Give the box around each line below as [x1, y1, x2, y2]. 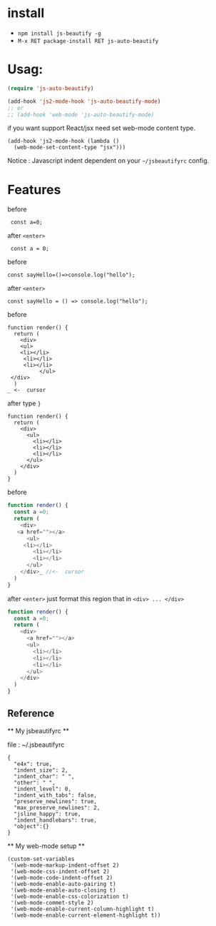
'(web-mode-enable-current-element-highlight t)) [10, 912, 161, 919]
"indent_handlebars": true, [14, 816, 98, 824]
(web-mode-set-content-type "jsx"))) [14, 144, 126, 151]
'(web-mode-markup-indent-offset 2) [10, 862, 120, 869]
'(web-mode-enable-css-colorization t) [10, 892, 130, 900]
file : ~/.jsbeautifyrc [7, 740, 65, 749]
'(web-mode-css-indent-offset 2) [10, 867, 110, 875]
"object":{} [14, 822, 50, 830]
